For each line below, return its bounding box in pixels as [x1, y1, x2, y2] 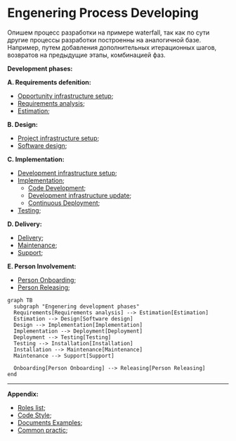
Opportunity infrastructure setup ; [17, 92, 114, 100]
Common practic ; [17, 426, 68, 434]
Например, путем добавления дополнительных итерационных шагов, [7, 43, 217, 51]
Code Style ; [17, 411, 52, 419]
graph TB [7, 297, 33, 304]
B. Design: [7, 120, 39, 128]
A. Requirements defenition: [7, 77, 91, 86]
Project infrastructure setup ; [17, 134, 100, 142]
